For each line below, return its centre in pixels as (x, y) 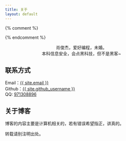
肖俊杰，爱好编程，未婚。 (81, 47)
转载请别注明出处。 (24, 134)
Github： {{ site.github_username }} (40, 89)
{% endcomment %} (25, 37)
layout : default (21, 14)
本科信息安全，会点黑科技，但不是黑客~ (81, 53)
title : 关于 (16, 9)
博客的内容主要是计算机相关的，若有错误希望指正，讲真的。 (64, 123)
